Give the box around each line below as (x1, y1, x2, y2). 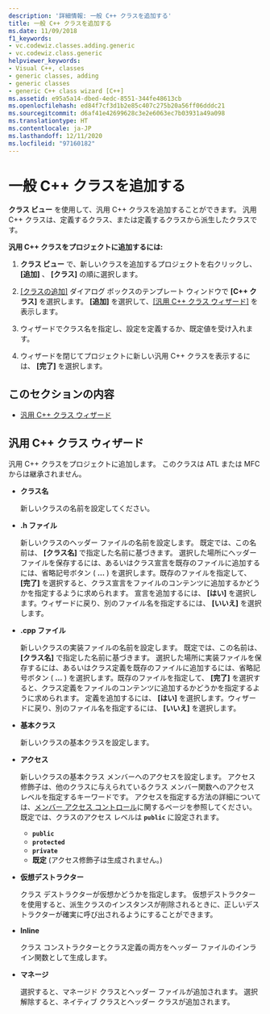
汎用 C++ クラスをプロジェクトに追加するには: (8, 242, 164, 252)
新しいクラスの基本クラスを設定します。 (19, 738, 154, 748)
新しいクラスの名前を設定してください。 (19, 504, 155, 513)
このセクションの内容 (8, 387, 114, 400)
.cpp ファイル (19, 626, 66, 635)
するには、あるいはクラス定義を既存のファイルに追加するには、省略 (27, 663, 254, 673)
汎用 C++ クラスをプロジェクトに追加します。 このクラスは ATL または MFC (8, 459, 260, 469)
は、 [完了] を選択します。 (19, 361, 107, 371)
